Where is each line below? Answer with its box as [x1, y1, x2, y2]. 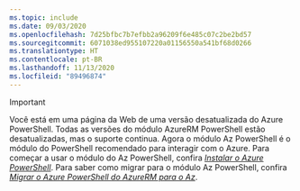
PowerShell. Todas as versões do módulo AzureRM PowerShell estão [9, 123, 266, 134]
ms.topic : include [9, 13, 78, 23]
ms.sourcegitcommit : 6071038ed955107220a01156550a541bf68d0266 [9, 38, 252, 48]
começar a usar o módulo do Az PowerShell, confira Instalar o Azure [9, 152, 264, 163]
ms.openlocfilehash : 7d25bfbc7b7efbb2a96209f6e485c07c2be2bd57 [9, 30, 252, 39]
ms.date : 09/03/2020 [9, 22, 87, 31]
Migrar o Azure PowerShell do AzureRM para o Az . [9, 171, 198, 182]
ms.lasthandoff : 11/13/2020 [9, 64, 115, 73]
